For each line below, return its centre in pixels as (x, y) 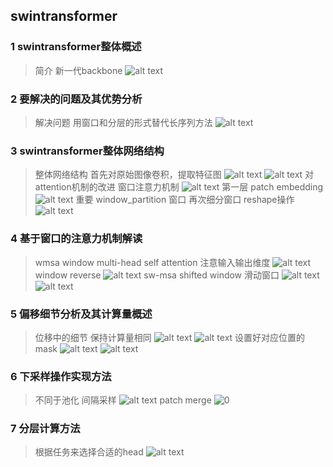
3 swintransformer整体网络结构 (87, 151)
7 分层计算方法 (45, 429)
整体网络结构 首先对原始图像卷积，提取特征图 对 (174, 175)
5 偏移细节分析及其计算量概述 (81, 314)
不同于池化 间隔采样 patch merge (123, 400)
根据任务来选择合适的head (89, 452)
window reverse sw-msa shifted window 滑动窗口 (157, 275)
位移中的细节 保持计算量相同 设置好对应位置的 (170, 337)
